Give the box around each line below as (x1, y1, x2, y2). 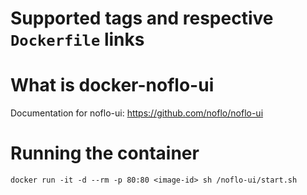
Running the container (10, 142, 200, 165)
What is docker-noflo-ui (10, 74, 215, 97)
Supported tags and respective (10, 7, 274, 30)
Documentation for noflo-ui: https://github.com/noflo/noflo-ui (10, 107, 264, 119)
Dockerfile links (10, 28, 145, 51)
